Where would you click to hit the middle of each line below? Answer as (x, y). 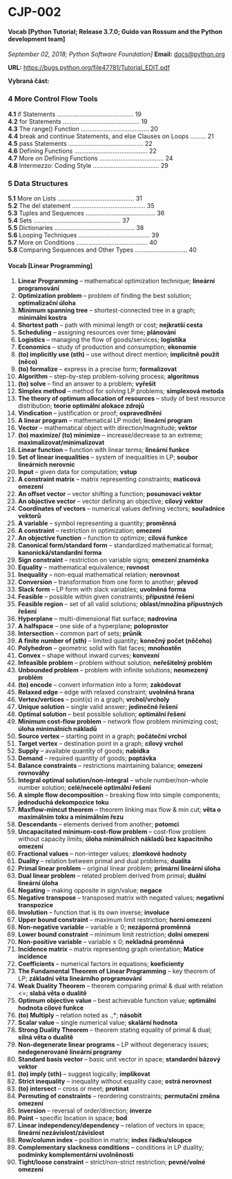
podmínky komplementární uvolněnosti (76, 1155)
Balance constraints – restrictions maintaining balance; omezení (110, 766)
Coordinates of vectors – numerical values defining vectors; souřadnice (121, 509)
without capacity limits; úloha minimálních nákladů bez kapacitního (115, 839)
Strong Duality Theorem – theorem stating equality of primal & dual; (115, 1030)
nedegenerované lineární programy (70, 1052)
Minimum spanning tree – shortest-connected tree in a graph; (107, 310)
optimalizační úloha (47, 303)
